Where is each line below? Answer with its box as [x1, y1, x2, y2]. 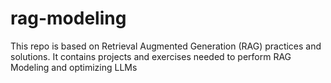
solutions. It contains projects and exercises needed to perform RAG [10, 50, 292, 62]
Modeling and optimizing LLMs [10, 61, 138, 73]
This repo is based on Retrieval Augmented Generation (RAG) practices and [10, 40, 322, 52]
